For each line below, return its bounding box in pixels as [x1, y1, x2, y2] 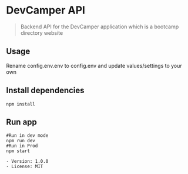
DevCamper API [6, 4, 85, 17]
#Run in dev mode [6, 133, 49, 139]
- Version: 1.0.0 [6, 159, 49, 165]
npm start [6, 148, 31, 154]
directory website [20, 29, 63, 36]
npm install [6, 101, 35, 107]
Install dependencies [6, 86, 85, 96]
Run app [6, 117, 37, 127]
